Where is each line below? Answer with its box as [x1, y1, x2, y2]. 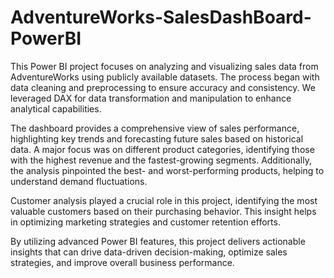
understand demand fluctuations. [10, 175, 148, 187]
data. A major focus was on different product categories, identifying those [10, 143, 315, 155]
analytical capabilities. [10, 102, 102, 115]
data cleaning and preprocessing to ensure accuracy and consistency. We [10, 81, 316, 93]
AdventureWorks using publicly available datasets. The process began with [10, 71, 320, 83]
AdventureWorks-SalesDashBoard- [10, 6, 312, 29]
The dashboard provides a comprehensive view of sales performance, [10, 122, 300, 134]
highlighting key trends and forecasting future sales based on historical [10, 132, 304, 145]
